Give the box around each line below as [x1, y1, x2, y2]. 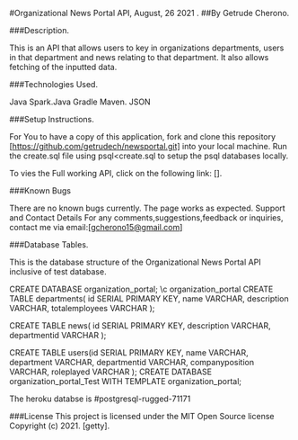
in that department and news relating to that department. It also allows [9, 52, 269, 62]
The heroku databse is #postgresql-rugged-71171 [9, 393, 191, 404]
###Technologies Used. [9, 79, 99, 89]
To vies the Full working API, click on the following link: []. [9, 168, 223, 178]
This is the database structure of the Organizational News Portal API [9, 256, 262, 267]
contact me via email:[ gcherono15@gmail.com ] [9, 222, 183, 232]
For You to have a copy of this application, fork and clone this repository [9, 131, 276, 142]
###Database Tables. [9, 239, 89, 250]
